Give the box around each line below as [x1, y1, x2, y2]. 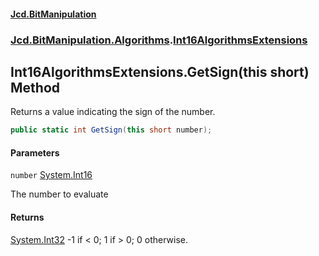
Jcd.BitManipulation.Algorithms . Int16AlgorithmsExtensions [10, 33, 308, 47]
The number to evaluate [10, 188, 109, 200]
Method [10, 79, 61, 96]
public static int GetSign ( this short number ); [10, 125, 213, 135]
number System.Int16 [10, 169, 93, 181]
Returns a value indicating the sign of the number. [10, 106, 216, 118]
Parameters [10, 146, 60, 159]
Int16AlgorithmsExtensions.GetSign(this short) [10, 63, 310, 80]
